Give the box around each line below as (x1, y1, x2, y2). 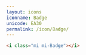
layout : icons (6, 9, 42, 15)
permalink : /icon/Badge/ (6, 26, 69, 32)
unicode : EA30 (6, 20, 42, 26)
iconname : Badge (6, 15, 47, 21)
